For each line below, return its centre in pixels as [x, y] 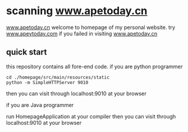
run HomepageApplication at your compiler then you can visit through [91, 116]
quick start [27, 52]
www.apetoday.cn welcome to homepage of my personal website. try [91, 27]
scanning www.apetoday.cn [77, 11]
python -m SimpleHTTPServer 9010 [47, 82]
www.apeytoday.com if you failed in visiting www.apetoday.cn [82, 33]
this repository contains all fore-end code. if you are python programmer [95, 66]
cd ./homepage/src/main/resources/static [58, 77]
